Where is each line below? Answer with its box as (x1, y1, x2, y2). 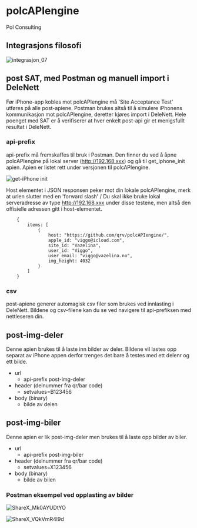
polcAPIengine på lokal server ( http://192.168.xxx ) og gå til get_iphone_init (6, 157, 185, 164)
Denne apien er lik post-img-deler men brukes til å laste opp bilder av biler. (6, 433, 188, 440)
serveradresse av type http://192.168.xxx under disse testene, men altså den (6, 199, 191, 206)
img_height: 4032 (48, 258, 91, 264)
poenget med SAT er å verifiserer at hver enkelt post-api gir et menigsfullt (6, 117, 185, 124)
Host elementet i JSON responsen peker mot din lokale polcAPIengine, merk (6, 187, 191, 194)
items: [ (27, 222, 49, 228)
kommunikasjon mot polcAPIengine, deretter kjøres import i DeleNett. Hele (6, 111, 186, 118)
